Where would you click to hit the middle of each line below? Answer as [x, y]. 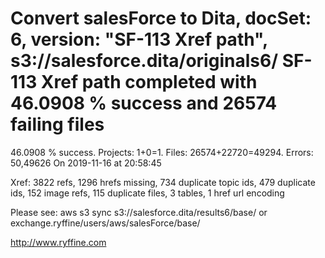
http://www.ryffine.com [58, 242]
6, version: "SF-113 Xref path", [139, 39]
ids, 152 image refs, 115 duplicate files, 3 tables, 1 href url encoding [147, 193]
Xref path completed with [149, 82]
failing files [57, 124]
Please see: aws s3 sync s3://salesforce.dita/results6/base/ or [139, 212]
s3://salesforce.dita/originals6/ [144, 61]
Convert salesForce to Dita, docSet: [161, 18]
